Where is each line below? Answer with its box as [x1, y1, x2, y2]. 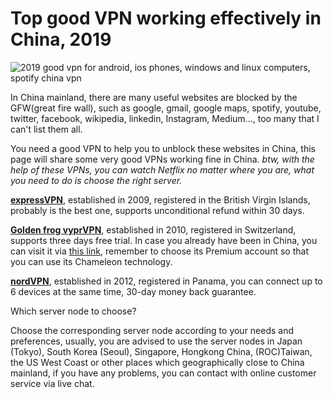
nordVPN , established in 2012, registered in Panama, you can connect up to [10, 275, 323, 287]
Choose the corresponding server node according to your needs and [10, 324, 295, 336]
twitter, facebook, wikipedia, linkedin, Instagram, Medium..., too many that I [10, 112, 320, 124]
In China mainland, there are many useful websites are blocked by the [10, 91, 298, 103]
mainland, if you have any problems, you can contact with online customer [10, 367, 317, 379]
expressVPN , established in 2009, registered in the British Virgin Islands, [10, 193, 311, 206]
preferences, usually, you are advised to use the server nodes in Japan [10, 335, 303, 347]
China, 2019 [10, 28, 112, 51]
